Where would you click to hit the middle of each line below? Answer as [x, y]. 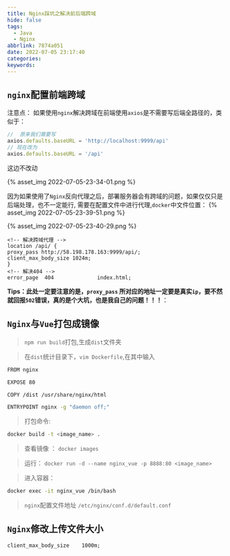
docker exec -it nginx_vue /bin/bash [62, 491]
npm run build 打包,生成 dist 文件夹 [73, 342]
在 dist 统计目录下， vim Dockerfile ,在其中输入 [89, 357]
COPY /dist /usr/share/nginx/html [57, 395]
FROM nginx [23, 370]
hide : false [24, 20]
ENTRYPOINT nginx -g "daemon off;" [59, 407]
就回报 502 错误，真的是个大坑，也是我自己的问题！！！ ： [88, 300]
